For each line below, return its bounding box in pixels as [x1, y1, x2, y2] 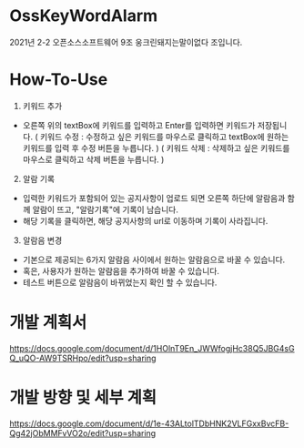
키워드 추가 [22, 100, 63, 111]
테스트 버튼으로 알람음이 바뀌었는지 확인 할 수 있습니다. [22, 277, 218, 288]
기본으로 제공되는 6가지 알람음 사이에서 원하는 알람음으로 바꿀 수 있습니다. [22, 254, 286, 265]
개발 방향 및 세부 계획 [9, 388, 157, 408]
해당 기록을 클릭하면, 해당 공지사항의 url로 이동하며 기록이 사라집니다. [22, 215, 269, 226]
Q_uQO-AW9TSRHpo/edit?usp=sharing [9, 352, 157, 363]
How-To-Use [9, 69, 108, 90]
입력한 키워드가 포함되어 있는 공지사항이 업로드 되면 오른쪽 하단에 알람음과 [22, 192, 286, 203]
